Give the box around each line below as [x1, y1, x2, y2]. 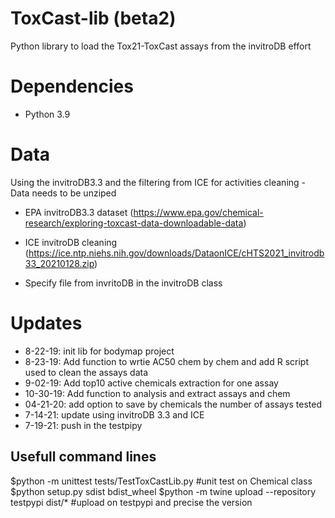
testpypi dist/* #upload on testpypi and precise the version [10, 496, 253, 508]
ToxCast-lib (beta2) [10, 7, 177, 30]
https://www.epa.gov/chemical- [133, 206, 264, 218]
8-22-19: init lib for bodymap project [24, 345, 175, 357]
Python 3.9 [24, 108, 71, 120]
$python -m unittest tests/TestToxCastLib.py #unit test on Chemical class [10, 475, 313, 487]
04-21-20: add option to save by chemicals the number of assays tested [24, 398, 322, 410]
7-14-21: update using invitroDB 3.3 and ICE [24, 408, 205, 421]
